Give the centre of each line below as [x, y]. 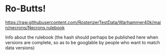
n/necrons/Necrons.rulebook [35, 27]
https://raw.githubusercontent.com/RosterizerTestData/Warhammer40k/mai [83, 22]
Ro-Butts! [25, 9]
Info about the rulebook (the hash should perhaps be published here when [82, 37]
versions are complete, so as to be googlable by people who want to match [82, 42]
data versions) [20, 48]
